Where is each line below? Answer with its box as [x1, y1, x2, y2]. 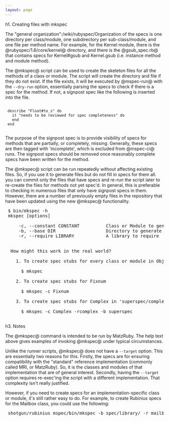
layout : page [5, 7, 33, 13]
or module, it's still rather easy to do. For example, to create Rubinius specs [5, 395, 162, 401]
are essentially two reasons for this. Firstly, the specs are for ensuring [5, 353, 150, 359]
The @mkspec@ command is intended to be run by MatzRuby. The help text [5, 333, 163, 339]
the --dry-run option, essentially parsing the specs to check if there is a [5, 84, 154, 90]
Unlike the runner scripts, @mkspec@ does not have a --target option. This [5, 348, 163, 354]
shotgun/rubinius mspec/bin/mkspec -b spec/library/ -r [8, 410, 149, 416]
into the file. [5, 94, 30, 100]
